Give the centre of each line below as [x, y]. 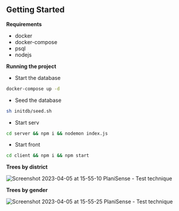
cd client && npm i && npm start [48, 156]
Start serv [27, 122]
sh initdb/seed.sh [29, 111]
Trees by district [27, 167]
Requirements [24, 24]
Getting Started [36, 10]
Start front [27, 145]
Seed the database [38, 100]
